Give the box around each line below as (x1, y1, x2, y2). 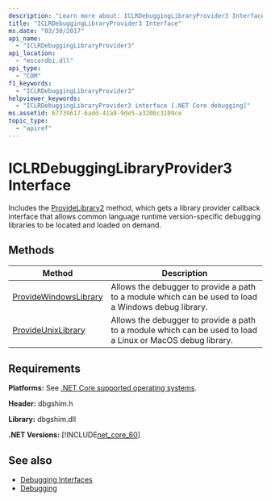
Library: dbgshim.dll (8, 415, 77, 424)
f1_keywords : (8, 79, 52, 87)
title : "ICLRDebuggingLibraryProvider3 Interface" (8, 19, 182, 27)
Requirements (8, 361, 81, 375)
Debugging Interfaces (19, 475, 93, 485)
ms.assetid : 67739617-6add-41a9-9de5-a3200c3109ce (8, 110, 182, 118)
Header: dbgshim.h (8, 399, 73, 408)
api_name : (8, 34, 42, 43)
